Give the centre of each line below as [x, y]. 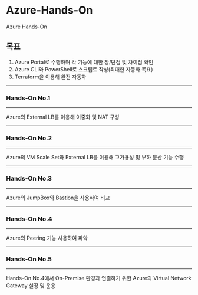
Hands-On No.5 [29, 259]
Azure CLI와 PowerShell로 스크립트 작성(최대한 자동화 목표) [84, 69]
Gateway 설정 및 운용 [31, 286]
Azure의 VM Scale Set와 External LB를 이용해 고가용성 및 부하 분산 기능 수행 [95, 158]
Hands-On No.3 [29, 179]
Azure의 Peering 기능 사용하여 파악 [47, 238]
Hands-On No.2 [29, 138]
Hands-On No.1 [28, 98]
